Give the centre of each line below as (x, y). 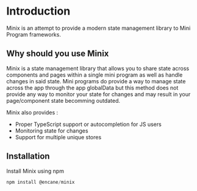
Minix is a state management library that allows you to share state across (98, 68)
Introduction (38, 11)
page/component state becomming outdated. (63, 100)
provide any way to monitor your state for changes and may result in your (99, 94)
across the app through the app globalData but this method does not (92, 88)
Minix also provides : (32, 112)
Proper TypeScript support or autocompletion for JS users (88, 124)
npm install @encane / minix (41, 182)
